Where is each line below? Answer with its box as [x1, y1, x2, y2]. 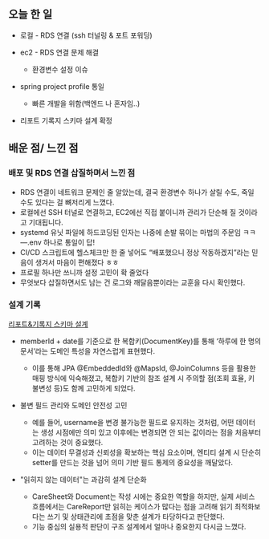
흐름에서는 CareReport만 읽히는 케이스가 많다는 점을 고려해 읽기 [31, 501, 233, 511]
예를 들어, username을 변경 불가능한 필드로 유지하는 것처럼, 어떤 [31, 417, 234, 427]
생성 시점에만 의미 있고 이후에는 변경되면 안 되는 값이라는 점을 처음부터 [40, 428, 262, 437]
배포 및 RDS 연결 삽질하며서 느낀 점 [8, 168, 136, 179]
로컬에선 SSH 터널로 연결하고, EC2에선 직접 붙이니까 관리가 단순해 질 [19, 207, 237, 217]
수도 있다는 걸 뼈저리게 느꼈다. [19, 197, 115, 207]
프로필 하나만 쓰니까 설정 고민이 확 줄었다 [19, 267, 149, 277]
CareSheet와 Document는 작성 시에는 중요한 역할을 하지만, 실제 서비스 [31, 492, 255, 501]
